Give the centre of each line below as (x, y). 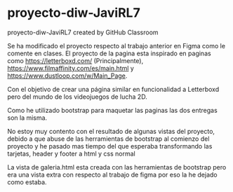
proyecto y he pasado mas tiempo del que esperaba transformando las (110, 146)
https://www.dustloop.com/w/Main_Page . (67, 76)
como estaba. (27, 182)
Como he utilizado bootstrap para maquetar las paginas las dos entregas (112, 110)
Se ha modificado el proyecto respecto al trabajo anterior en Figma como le (116, 46)
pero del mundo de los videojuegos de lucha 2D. (77, 97)
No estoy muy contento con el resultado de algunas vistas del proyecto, (111, 131)
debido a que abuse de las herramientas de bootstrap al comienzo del (108, 139)
